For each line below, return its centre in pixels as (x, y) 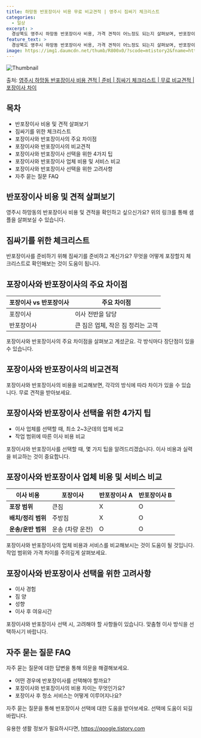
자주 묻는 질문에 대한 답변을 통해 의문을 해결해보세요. (68, 668)
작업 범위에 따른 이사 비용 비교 (50, 436)
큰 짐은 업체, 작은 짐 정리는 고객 (116, 325)
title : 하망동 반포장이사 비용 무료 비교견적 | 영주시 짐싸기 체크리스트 (83, 12)
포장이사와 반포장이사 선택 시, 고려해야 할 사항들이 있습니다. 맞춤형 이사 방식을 (97, 624)
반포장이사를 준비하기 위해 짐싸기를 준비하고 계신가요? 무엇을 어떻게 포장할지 (95, 256)
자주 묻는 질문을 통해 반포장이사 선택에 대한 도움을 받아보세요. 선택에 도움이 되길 (100, 708)
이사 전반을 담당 (96, 314)
